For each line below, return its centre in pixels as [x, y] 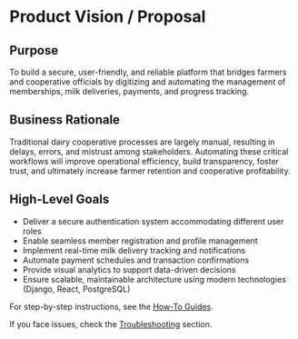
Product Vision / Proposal [108, 17]
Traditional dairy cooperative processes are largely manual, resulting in [142, 142]
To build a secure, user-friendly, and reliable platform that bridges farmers [148, 72]
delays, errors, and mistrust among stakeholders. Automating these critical [149, 151]
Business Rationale [65, 120]
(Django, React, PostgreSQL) [76, 289]
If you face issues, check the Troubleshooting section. [111, 324]
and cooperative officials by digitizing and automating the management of [148, 82]
